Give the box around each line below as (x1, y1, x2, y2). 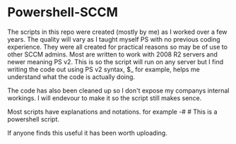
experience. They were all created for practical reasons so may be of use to (7, 42, 228, 51)
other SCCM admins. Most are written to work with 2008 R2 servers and (7, 50, 218, 59)
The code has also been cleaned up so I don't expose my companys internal (7, 86, 230, 95)
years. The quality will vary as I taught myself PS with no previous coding (7, 35, 220, 43)
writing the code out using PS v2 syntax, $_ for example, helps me (7, 65, 200, 73)
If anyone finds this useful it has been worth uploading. (7, 128, 167, 137)
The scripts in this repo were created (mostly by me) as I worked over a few (7, 28, 228, 36)
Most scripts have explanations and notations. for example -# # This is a (7, 107, 218, 116)
